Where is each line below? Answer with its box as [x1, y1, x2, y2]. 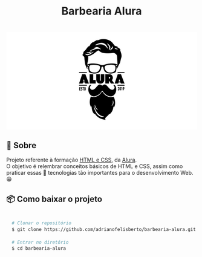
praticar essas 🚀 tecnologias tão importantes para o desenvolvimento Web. [6, 169, 194, 177]
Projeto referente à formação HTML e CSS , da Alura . [6, 156, 137, 164]
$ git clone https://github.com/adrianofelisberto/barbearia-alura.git [11, 226, 197, 232]
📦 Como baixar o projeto [6, 194, 103, 204]
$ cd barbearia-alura [11, 246, 67, 252]
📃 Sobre [6, 140, 37, 151]
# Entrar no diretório [11, 239, 69, 246]
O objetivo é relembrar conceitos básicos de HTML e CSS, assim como [6, 163, 183, 170]
